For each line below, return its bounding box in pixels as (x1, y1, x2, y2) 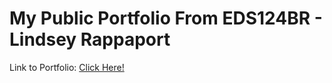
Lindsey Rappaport (9, 28, 171, 51)
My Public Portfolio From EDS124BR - (9, 7, 323, 30)
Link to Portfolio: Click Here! (9, 61, 125, 73)
